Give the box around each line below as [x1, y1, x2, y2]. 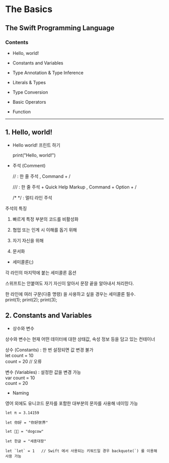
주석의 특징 [5, 205, 27, 211]
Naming [12, 389, 29, 396]
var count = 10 [5, 374, 35, 381]
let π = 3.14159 [5, 410, 39, 415]
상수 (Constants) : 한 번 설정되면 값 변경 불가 [5, 347, 94, 353]
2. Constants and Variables [5, 311, 92, 320]
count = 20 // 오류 [5, 358, 42, 364]
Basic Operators [12, 99, 46, 105]
